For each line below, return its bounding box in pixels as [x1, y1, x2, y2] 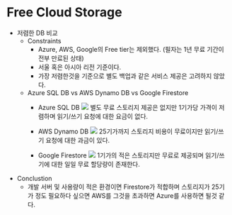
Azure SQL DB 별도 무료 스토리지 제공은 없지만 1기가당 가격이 [37, 103, 217, 111]
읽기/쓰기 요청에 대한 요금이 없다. [57, 111, 149, 121]
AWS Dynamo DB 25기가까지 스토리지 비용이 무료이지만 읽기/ [37, 127, 219, 136]
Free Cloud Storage [6, 4, 122, 21]
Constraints [27, 36, 62, 45]
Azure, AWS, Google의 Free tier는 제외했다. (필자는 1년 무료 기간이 [37, 45, 224, 53]
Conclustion [16, 174, 52, 182]
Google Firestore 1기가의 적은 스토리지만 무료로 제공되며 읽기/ [37, 150, 220, 160]
